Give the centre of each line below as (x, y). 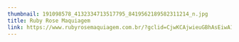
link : (15, 27)
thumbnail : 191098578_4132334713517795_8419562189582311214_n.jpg (108, 14)
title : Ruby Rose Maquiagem (49, 21)
